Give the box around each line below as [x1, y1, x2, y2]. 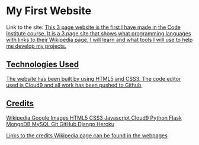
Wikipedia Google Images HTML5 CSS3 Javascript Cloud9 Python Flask [6, 114, 182, 121]
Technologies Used [6, 60, 79, 70]
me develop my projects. [6, 42, 67, 50]
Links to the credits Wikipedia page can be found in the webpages [6, 131, 168, 139]
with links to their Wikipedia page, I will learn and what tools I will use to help [6, 36, 193, 43]
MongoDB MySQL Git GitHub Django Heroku [6, 120, 115, 127]
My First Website [6, 4, 92, 18]
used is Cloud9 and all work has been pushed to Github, [6, 81, 143, 88]
